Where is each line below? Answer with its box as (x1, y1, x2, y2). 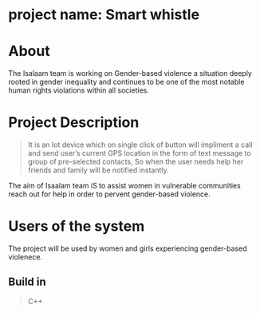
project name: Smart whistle (8, 6, 200, 24)
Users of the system (8, 217, 145, 236)
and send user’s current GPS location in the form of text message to (27, 149, 251, 158)
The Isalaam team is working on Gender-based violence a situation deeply (8, 69, 253, 78)
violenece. (8, 252, 42, 261)
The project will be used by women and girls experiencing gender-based (8, 244, 247, 253)
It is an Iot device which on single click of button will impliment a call (27, 140, 253, 149)
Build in (8, 275, 46, 289)
